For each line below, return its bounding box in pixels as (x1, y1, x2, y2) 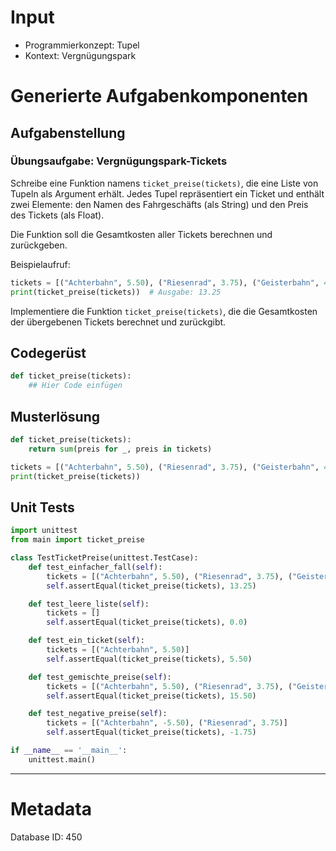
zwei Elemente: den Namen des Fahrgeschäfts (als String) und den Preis (10, 198, 309, 210)
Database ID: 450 (10, 831, 83, 843)
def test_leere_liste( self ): (28, 599, 150, 609)
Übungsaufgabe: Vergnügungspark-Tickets (10, 154, 228, 168)
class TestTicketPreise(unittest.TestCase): (10, 553, 199, 563)
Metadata (10, 797, 92, 820)
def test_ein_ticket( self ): (28, 636, 145, 646)
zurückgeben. (10, 239, 68, 251)
